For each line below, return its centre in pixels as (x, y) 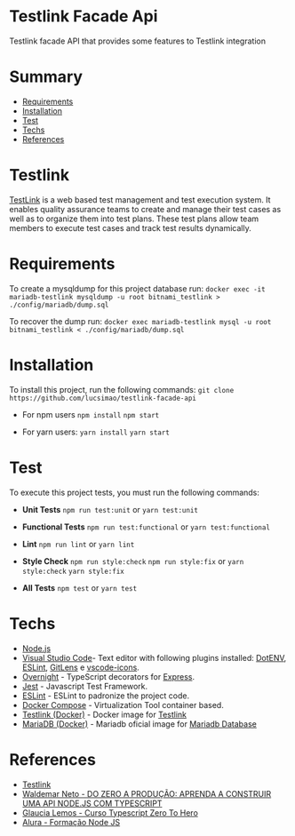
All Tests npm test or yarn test (80, 587)
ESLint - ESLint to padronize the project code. (105, 696)
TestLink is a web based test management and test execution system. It (140, 199)
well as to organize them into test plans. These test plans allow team (134, 219)
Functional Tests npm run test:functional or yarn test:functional (146, 527)
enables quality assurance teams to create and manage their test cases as (145, 209)
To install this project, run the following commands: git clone (122, 389)
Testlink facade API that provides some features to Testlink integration (138, 41)
